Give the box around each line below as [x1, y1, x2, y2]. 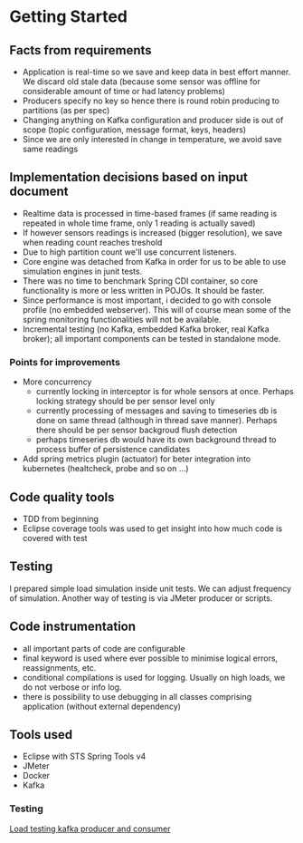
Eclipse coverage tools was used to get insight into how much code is [22, 523, 283, 534]
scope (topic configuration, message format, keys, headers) [22, 124, 247, 135]
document [9, 184, 69, 199]
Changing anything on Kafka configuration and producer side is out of [22, 115, 284, 125]
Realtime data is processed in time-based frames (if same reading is [22, 208, 278, 218]
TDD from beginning [22, 513, 99, 524]
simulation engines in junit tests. [22, 266, 143, 276]
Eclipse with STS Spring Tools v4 [22, 751, 147, 762]
